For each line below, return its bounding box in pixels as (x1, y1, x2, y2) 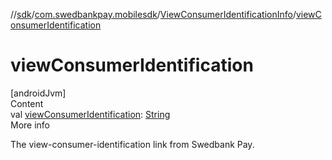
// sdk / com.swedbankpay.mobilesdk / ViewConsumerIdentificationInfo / (10, 9, 297, 20)
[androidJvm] (10, 87, 67, 99)
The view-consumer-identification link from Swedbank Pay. (10, 138, 255, 150)
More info (10, 119, 51, 131)
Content (10, 97, 44, 109)
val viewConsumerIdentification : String (10, 108, 171, 120)
